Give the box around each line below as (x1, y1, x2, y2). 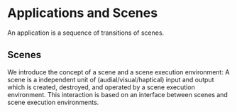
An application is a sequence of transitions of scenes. (7, 28, 165, 37)
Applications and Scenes (7, 5, 158, 21)
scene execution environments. (7, 98, 99, 106)
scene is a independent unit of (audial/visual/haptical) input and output (7, 75, 214, 84)
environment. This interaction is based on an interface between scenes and (7, 90, 228, 99)
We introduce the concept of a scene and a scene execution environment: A (7, 67, 230, 76)
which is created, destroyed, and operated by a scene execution (7, 83, 195, 91)
